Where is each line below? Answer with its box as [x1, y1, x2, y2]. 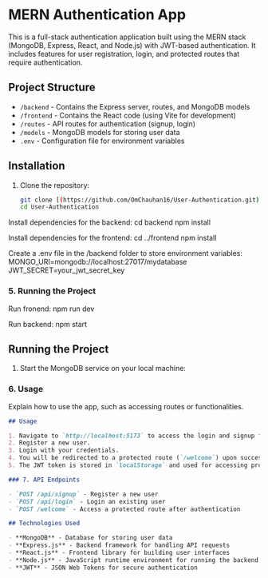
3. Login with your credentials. [8, 446, 120, 455]
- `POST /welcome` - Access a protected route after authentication [8, 505, 241, 513]
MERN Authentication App [8, 6, 186, 24]
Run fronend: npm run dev [8, 304, 95, 313]
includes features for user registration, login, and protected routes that [8, 49, 240, 58]
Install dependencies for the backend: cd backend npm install [8, 217, 211, 227]
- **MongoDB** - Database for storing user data [8, 534, 173, 542]
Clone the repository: [19, 180, 90, 189]
